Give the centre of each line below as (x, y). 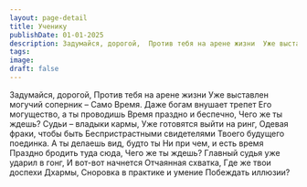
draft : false (34, 69)
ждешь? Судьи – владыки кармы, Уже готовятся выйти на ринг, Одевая (149, 123)
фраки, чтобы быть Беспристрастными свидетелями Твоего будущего (147, 133)
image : (22, 60)
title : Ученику (38, 26)
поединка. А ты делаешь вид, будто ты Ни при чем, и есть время (137, 143)
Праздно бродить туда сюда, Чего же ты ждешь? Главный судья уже (145, 152)
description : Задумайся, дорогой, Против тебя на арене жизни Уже (143, 43)
